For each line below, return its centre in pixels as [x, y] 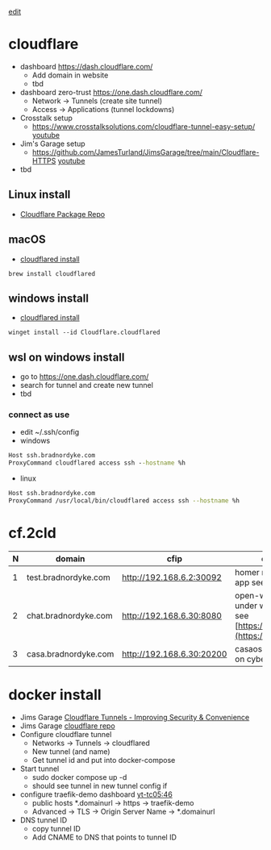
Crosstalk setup [46, 118]
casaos [249, 648]
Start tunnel [40, 769]
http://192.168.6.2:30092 [172, 577]
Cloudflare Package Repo [63, 214]
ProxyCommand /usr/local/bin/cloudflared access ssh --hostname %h [124, 501]
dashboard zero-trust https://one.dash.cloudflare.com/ [111, 92]
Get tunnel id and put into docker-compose [104, 760]
